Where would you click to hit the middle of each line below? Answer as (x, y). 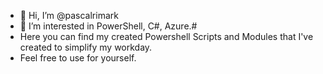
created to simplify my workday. (86, 47)
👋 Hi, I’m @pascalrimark (69, 15)
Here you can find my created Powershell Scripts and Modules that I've (166, 36)
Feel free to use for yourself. (78, 58)
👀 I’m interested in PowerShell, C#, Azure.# (108, 26)
